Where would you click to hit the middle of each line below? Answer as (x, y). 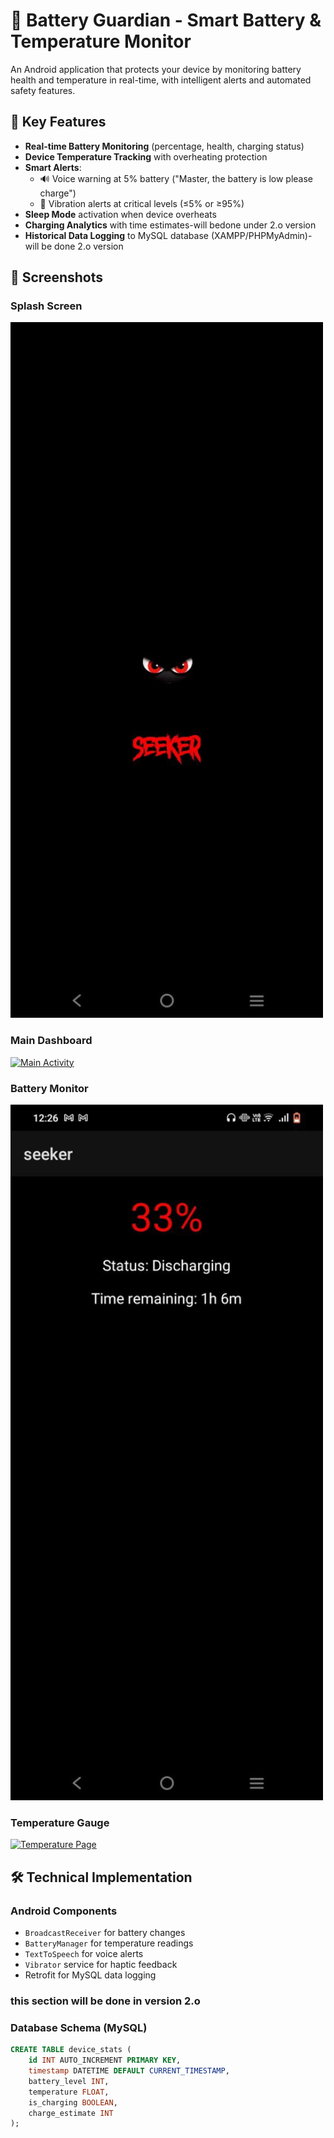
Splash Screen (46, 306)
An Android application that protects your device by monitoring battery (156, 69)
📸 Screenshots (57, 277)
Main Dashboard (51, 1041)
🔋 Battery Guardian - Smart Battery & (166, 20)
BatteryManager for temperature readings (109, 1943)
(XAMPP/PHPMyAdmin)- (261, 235)
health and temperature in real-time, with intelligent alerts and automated (161, 80)
